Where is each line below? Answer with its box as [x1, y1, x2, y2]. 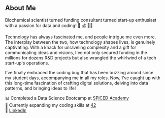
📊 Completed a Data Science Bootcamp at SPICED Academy [5, 95, 129, 101]
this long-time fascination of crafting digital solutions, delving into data [5, 80, 149, 86]
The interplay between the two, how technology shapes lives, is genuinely [5, 39, 156, 45]
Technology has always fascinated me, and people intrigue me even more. [5, 34, 156, 40]
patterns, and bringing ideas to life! [5, 85, 76, 91]
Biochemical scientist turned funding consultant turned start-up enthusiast [5, 17, 157, 23]
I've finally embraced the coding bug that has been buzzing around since [5, 69, 154, 75]
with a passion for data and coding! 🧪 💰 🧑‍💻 [5, 22, 93, 29]
